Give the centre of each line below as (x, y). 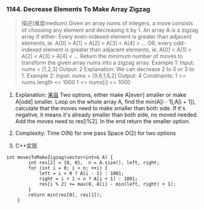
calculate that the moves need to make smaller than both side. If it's (100, 108)
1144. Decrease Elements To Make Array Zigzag (78, 9)
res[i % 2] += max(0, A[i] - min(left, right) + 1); (107, 184)
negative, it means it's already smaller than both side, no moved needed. (107, 115)
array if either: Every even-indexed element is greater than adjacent (106, 37)
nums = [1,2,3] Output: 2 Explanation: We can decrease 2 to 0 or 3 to (107, 69)
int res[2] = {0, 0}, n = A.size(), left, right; (94, 163)
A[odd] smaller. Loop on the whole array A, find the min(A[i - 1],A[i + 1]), (105, 102)
